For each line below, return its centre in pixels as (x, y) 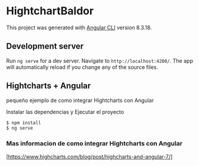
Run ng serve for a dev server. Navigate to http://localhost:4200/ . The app (100, 60)
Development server (45, 46)
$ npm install (24, 123)
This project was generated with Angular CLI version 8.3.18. (79, 27)
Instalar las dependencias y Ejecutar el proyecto (65, 112)
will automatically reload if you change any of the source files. (82, 67)
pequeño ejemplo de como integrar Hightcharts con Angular (80, 100)
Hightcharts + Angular (49, 86)
